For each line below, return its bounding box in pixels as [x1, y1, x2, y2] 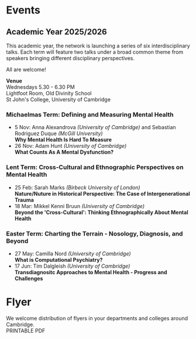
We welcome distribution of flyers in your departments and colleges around [6, 314, 188, 321]
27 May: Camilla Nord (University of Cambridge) [14, 250, 131, 257]
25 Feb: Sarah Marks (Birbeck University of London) [14, 184, 140, 191]
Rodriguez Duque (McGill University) [14, 130, 104, 137]
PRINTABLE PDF [6, 327, 46, 334]
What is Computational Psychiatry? [14, 256, 103, 263]
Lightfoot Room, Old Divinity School [6, 90, 92, 96]
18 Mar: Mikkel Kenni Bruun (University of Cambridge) [14, 202, 145, 209]
